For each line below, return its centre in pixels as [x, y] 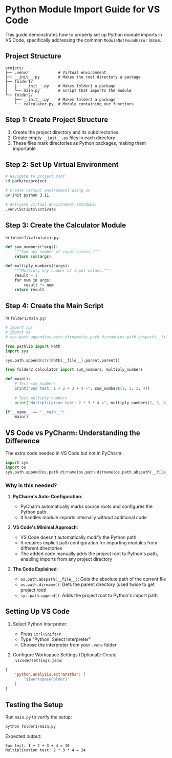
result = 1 [26, 275]
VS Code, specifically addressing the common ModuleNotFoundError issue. [83, 40]
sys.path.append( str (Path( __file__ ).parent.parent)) [63, 361]
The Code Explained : [35, 569]
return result [29, 290]
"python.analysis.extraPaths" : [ [50, 674]
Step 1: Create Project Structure [57, 120]
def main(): [18, 379]
